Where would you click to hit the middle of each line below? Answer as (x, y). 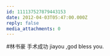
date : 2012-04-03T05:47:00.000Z (47, 17)
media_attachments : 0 (34, 29)
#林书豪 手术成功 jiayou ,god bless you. (55, 46)
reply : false (23, 23)
